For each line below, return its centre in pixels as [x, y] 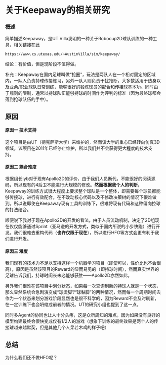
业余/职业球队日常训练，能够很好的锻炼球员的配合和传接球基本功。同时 [82, 87]
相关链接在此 [27, 45]
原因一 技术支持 [21, 130]
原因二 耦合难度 [21, 167]
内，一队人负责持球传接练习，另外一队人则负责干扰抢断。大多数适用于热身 [81, 81]
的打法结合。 [18, 210]
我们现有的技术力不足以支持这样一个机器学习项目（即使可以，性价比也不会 [81, 263]
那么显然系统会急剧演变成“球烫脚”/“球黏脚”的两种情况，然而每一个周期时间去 [83, 292]
